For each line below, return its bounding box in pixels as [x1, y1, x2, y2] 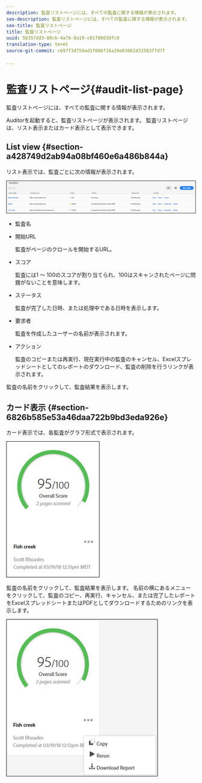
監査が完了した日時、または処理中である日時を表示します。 [14, 304, 162, 311]
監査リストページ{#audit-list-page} [6, 82, 184, 96]
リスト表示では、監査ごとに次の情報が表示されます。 [6, 168, 138, 175]
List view [6, 142, 41, 152]
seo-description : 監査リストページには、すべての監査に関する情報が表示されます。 [6, 16, 190, 22]
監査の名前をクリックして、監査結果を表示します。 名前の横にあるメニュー [6, 584, 191, 592]
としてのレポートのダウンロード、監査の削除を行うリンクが [41, 363, 189, 370]
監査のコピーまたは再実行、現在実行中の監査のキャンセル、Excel [14, 355, 176, 362]
